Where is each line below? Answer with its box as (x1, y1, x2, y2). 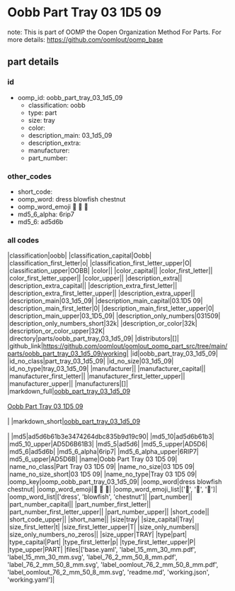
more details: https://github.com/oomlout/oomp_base (7, 35, 164, 43)
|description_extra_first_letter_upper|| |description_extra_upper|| (7, 289, 195, 298)
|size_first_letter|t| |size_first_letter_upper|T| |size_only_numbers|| (7, 523, 200, 531)
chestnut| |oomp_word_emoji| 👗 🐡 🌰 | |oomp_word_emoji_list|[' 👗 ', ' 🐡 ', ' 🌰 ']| (7, 485, 218, 494)
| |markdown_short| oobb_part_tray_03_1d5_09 (7, 417, 140, 426)
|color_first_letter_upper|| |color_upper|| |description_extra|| (7, 274, 183, 282)
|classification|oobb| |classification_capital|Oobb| (7, 251, 152, 260)
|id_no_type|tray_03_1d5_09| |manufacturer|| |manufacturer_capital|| (7, 365, 206, 373)
